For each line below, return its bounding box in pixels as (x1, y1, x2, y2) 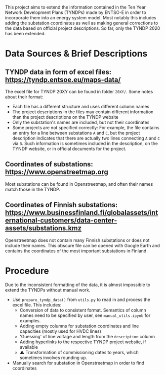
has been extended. (5, 31, 46, 36)
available (19, 344, 38, 350)
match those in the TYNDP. (5, 186, 61, 192)
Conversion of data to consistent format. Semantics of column (19, 307, 147, 313)
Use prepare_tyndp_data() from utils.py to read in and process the (12, 297, 151, 302)
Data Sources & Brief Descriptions (5, 48, 148, 59)
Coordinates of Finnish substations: (5, 201, 118, 209)
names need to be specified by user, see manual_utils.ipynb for (19, 312, 151, 318)
